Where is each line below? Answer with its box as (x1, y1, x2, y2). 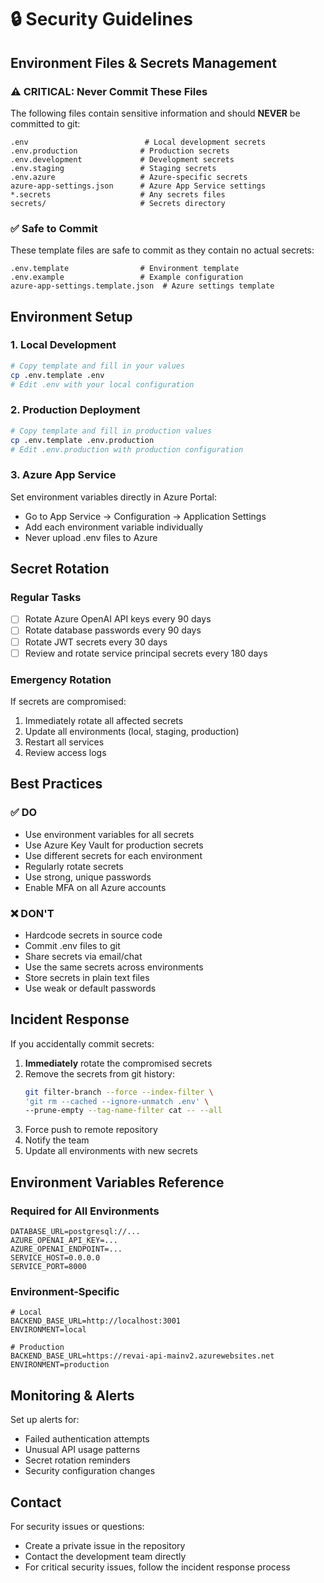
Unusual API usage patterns (24, 1444, 141, 1456)
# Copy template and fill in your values (10, 361, 186, 371)
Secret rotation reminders (24, 1454, 131, 1466)
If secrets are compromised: (10, 695, 127, 707)
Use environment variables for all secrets (24, 828, 195, 840)
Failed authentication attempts (24, 1433, 150, 1445)
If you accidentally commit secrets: (10, 1037, 155, 1050)
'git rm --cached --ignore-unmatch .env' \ (24, 1096, 210, 1106)
